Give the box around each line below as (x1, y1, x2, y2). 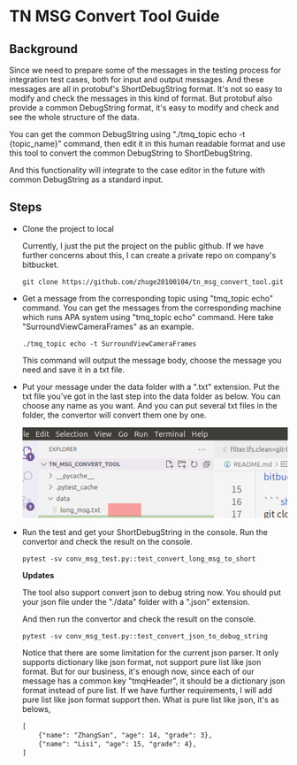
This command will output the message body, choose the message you (21, 355, 282, 365)
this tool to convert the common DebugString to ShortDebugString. (9, 148, 253, 158)
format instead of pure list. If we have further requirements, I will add (21, 685, 272, 695)
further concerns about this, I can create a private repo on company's (21, 249, 277, 260)
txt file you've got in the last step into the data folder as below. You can (21, 391, 281, 402)
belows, (21, 703, 51, 714)
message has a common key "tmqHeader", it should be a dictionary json (21, 675, 286, 686)
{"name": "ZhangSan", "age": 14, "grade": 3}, (38, 731, 213, 739)
